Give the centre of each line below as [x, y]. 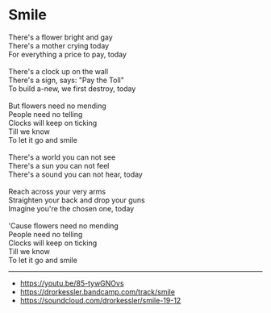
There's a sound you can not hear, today [75, 174]
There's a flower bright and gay [60, 37]
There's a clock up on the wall [58, 71]
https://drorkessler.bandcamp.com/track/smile [98, 291]
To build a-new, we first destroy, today [72, 88]
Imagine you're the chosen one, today [71, 208]
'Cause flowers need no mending [63, 225]
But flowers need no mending [57, 106]
